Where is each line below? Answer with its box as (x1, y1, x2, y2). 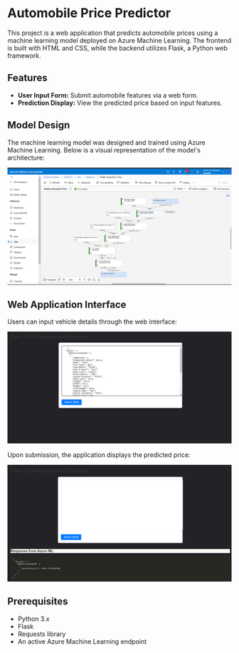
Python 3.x (17, 615, 50, 623)
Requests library (17, 629, 66, 638)
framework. (7, 51, 41, 60)
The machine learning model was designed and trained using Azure (7, 138, 206, 147)
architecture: (7, 153, 45, 162)
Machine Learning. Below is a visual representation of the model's (7, 145, 201, 154)
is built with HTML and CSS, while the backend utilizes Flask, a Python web (7, 43, 228, 52)
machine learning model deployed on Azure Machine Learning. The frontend (7, 36, 232, 44)
